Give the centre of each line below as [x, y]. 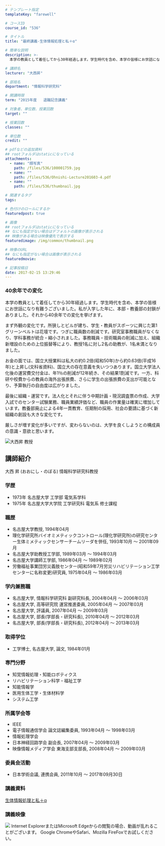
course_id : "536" [23, 28]
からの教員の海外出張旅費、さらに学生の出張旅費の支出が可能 [85, 379]
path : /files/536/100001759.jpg [47, 168]
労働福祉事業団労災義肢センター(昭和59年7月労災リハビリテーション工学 [86, 566]
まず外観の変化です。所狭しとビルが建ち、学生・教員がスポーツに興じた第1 [81, 325]
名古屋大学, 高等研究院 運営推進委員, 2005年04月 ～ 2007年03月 [78, 605]
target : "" [16, 114]
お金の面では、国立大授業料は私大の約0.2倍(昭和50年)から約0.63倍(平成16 [81, 360]
